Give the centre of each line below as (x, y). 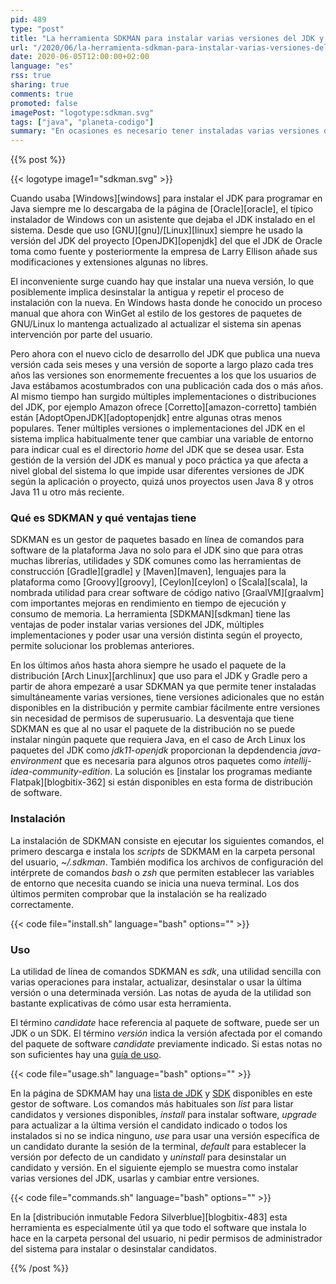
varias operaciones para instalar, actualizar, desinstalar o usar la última (156, 982)
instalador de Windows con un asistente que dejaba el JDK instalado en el (163, 220)
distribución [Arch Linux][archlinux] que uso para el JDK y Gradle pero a (159, 676)
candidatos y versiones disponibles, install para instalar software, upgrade (164, 1115)
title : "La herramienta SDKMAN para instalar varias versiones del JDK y (167, 38)
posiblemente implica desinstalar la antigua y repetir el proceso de (147, 292)
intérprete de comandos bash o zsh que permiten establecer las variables (162, 872)
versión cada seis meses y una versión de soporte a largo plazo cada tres (162, 365)
